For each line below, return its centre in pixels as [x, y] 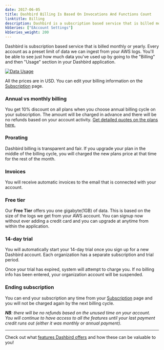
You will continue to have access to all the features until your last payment [80, 318]
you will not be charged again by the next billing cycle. [60, 303]
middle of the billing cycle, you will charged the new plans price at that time [81, 153]
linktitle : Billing [25, 19]
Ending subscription [30, 287]
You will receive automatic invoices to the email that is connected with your [81, 182]
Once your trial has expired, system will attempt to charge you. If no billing [80, 269]
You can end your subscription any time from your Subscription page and [79, 298]
